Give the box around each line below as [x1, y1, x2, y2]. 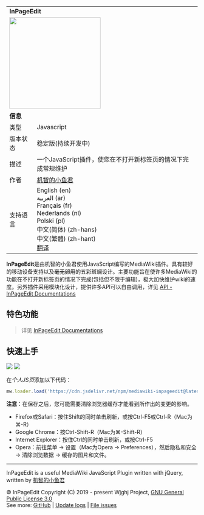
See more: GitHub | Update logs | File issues [6, 501, 117, 508]
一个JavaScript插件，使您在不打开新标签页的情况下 [36, 155, 183, 163]
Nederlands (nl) [36, 209, 82, 217]
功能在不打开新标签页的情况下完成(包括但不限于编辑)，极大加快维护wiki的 [6, 275, 191, 283]
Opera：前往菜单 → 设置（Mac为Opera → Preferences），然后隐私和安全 [15, 443, 197, 450]
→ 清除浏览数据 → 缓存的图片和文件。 [15, 451, 110, 458]
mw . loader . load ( [6, 388, 47, 394]
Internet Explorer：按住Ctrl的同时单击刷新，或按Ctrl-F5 [15, 436, 154, 443]
